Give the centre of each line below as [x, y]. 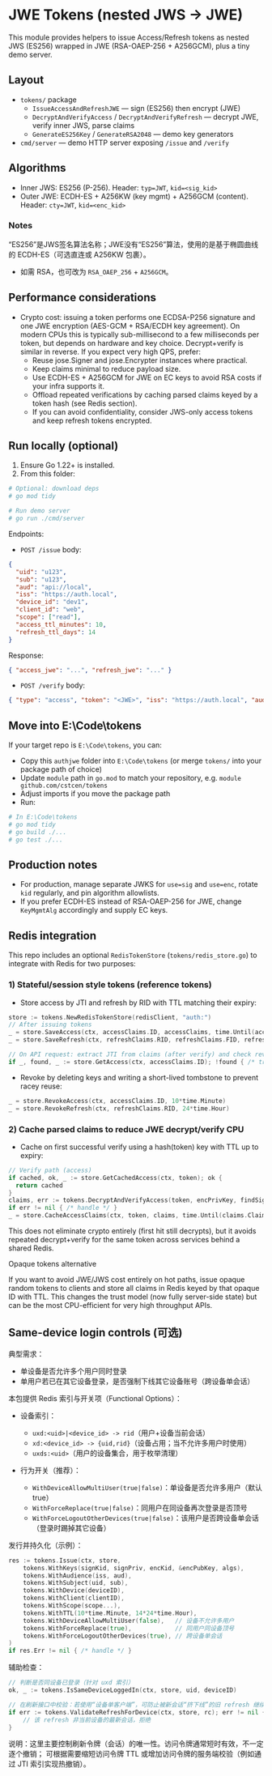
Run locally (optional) [64, 446]
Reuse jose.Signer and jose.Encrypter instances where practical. [140, 360]
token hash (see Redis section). [85, 403]
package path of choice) [61, 769]
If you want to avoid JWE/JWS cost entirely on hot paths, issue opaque [127, 1280]
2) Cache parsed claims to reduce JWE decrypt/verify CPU [126, 1129]
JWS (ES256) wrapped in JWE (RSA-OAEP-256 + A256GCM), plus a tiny [129, 45]
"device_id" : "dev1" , [52, 602]
